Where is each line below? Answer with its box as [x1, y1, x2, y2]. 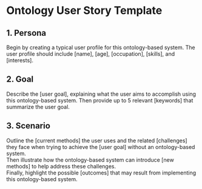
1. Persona [6, 28, 47, 38]
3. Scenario [6, 121, 50, 131]
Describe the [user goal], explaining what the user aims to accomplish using [6, 90, 196, 98]
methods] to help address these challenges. [6, 162, 116, 170]
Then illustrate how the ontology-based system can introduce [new [6, 156, 174, 164]
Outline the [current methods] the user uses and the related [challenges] [6, 137, 187, 144]
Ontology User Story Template [6, 4, 163, 18]
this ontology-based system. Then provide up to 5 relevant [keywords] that [6, 96, 194, 104]
